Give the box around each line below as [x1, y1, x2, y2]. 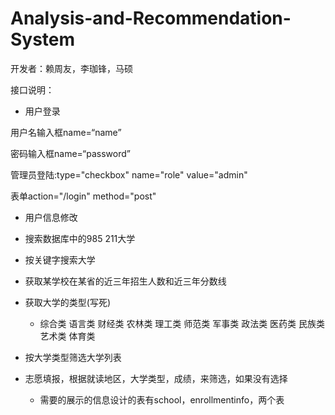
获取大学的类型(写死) [24, 296, 112, 308]
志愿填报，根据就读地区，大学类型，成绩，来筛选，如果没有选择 [24, 372, 288, 384]
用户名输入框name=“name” [10, 126, 122, 138]
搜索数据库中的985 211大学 [24, 232, 136, 244]
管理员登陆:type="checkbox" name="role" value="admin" [10, 168, 248, 181]
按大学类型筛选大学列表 [24, 351, 122, 363]
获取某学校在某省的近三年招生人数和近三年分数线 [24, 275, 227, 287]
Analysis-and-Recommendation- [10, 7, 292, 30]
